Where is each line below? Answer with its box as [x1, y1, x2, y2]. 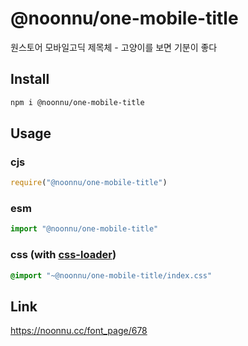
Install [10, 71, 50, 88]
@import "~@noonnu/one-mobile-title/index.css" [10, 270, 213, 281]
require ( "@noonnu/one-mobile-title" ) [10, 178, 168, 188]
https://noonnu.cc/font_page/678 [10, 325, 148, 337]
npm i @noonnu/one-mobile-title [10, 97, 145, 107]
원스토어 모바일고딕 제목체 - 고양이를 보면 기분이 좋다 [10, 41, 218, 53]
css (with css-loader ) [10, 248, 117, 262]
